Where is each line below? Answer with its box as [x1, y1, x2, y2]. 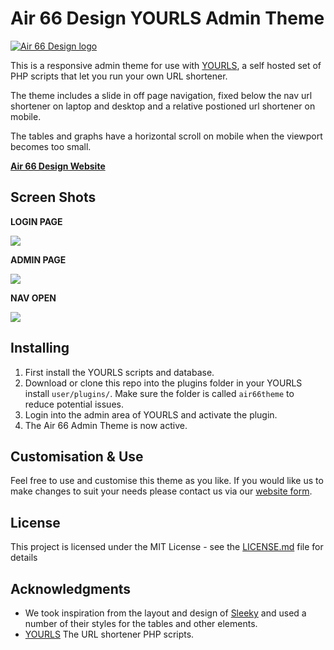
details [10, 552, 38, 564]
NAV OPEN [10, 292, 57, 304]
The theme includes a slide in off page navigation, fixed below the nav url [10, 89, 313, 101]
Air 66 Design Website [10, 160, 106, 172]
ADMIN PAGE [10, 253, 67, 266]
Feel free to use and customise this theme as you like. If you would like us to [10, 475, 324, 487]
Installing [10, 340, 70, 357]
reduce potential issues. [24, 398, 124, 410]
